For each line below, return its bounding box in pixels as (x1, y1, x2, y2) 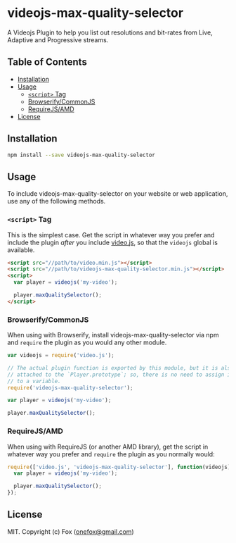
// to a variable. (7, 377, 61, 385)
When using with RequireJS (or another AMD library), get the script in (7, 442, 209, 451)
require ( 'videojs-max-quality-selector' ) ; (7, 384, 133, 392)
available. (7, 245, 35, 254)
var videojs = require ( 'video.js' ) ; (7, 352, 114, 359)
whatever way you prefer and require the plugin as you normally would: (7, 449, 216, 458)
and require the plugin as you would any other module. (7, 338, 167, 347)
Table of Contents (7, 56, 88, 68)
